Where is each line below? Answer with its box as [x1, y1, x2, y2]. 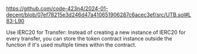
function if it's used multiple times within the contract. [6, 41, 136, 48]
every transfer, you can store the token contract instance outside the [6, 35, 172, 42]
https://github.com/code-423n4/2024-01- [6, 5, 109, 12]
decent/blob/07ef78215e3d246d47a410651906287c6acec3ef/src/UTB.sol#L [6, 11, 191, 18]
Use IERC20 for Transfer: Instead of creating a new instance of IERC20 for [6, 29, 186, 36]
